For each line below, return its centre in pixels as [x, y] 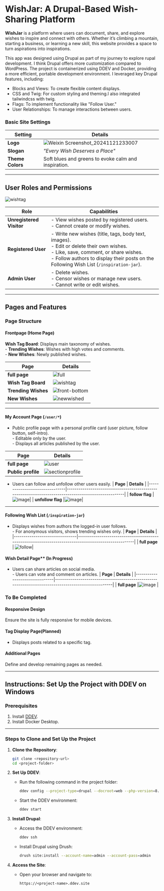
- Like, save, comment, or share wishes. [97, 252]
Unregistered [23, 220]
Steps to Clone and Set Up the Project [51, 739]
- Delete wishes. [70, 272]
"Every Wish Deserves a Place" [79, 151]
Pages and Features [36, 307]
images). [61, 240]
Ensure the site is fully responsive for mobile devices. [59, 620]
